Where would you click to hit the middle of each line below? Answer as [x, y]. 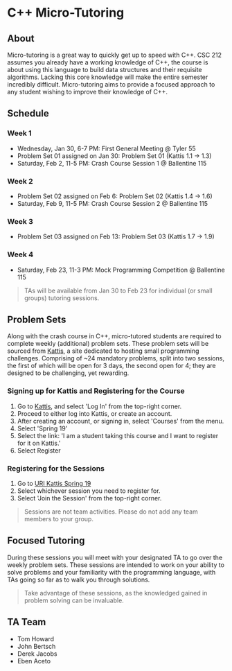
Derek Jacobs [37, 654]
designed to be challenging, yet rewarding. [68, 373]
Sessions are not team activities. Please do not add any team [111, 512]
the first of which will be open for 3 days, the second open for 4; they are [111, 366]
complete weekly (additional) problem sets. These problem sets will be [108, 344]
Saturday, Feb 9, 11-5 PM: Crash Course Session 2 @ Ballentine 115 [113, 203]
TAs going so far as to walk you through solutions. [79, 579]
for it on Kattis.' [39, 443]
